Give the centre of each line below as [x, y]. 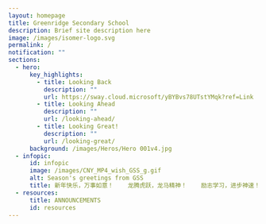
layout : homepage [37, 15]
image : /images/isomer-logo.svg [62, 38]
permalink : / [30, 45]
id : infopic [49, 164]
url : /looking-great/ [79, 141]
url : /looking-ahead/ [79, 119]
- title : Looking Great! [78, 126]
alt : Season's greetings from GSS [87, 178]
